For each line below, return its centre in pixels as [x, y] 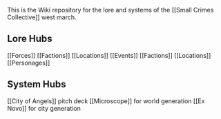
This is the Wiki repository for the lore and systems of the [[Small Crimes [110, 10]
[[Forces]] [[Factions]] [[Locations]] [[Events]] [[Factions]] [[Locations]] [109, 55]
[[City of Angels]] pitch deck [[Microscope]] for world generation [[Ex [106, 101]
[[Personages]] [29, 63]
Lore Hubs [30, 39]
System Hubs [37, 84]
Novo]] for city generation [44, 108]
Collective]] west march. [42, 17]
